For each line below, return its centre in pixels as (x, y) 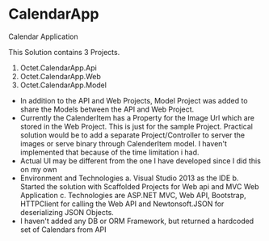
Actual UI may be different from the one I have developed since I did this (140, 161)
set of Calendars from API (63, 229)
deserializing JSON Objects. (67, 212)
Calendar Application (43, 36)
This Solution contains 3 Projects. (64, 52)
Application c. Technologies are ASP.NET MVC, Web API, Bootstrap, (133, 195)
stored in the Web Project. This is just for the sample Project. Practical (136, 126)
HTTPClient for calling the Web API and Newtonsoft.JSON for (122, 204)
